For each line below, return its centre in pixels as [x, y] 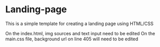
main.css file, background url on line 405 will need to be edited [72, 39]
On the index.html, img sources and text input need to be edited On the [80, 33]
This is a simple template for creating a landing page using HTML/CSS [79, 24]
